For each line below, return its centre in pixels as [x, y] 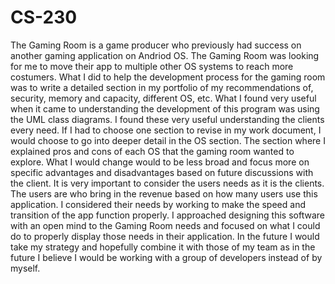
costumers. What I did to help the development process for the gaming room [168, 77]
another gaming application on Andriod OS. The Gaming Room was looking [165, 55]
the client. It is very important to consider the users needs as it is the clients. [167, 183]
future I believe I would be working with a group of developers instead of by [166, 257]
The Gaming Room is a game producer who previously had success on [156, 45]
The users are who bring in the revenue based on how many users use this [164, 193]
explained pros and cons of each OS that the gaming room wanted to [152, 151]
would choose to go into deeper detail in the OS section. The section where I [168, 140]
